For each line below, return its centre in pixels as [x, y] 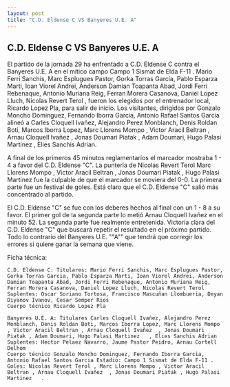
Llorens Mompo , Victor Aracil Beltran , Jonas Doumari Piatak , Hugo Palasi [113, 173]
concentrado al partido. [40, 195]
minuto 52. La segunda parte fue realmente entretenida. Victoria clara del [111, 222]
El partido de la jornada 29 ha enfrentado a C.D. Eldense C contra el [103, 64]
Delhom [17, 349]
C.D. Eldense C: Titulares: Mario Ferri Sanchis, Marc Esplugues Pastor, [115, 270]
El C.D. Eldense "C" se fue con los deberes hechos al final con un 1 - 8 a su [114, 208]
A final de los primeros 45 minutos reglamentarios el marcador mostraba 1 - [114, 158]
